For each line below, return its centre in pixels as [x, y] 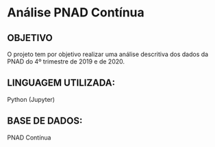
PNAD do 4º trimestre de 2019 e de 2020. [66, 62]
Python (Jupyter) [31, 99]
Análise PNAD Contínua [76, 13]
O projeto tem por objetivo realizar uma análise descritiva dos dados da [108, 54]
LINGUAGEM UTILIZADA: [61, 83]
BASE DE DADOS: [45, 121]
